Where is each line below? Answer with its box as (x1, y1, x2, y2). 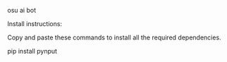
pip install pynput (7, 47, 58, 55)
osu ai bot (7, 6, 37, 14)
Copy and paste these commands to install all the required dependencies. (7, 33, 221, 42)
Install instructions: (7, 20, 62, 27)
